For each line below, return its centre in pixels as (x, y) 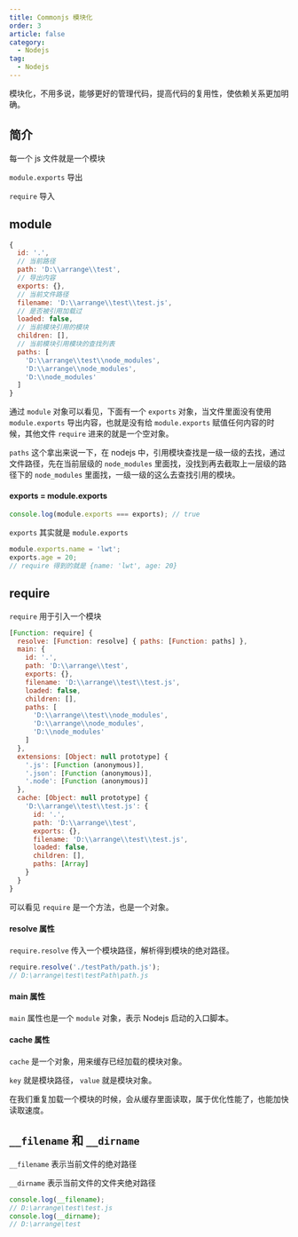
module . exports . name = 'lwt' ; (65, 550)
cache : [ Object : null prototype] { (83, 798)
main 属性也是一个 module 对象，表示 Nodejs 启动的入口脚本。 (121, 1018)
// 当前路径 (36, 262)
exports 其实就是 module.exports (69, 533)
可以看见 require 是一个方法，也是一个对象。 (91, 907)
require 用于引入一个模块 (55, 616)
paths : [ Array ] (61, 864)
